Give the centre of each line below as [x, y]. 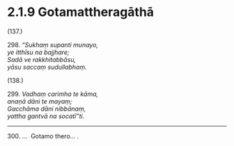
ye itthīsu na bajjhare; [38, 52]
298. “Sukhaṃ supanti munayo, [53, 44]
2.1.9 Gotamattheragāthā [81, 12]
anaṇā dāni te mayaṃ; [40, 101]
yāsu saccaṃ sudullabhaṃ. [47, 67]
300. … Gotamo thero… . [43, 136]
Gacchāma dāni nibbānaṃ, [47, 108]
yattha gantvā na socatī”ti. [46, 116]
